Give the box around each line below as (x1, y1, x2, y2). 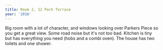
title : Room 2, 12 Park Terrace (5, 7, 71, 12)
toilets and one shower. (5, 40, 52, 46)
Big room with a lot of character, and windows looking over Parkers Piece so (5, 25, 159, 31)
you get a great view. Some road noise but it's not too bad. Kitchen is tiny (5, 30, 152, 36)
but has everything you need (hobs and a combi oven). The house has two (5, 35, 155, 41)
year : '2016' (5, 12, 32, 17)
